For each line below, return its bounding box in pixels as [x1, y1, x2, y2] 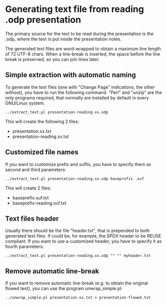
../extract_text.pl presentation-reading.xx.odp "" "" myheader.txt [5, 253, 151, 258]
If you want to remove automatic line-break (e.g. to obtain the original [5, 280, 148, 286]
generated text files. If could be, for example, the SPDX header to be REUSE [5, 233, 161, 239]
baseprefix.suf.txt [12, 194, 49, 200]
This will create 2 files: [5, 185, 51, 191]
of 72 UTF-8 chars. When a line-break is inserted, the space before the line [5, 51, 160, 57]
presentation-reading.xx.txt [12, 133, 69, 139]
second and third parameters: [5, 166, 66, 172]
